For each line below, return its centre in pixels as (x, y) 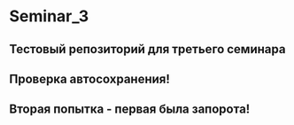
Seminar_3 (49, 16)
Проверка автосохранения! (89, 78)
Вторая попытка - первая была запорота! (130, 109)
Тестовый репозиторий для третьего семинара (147, 49)
